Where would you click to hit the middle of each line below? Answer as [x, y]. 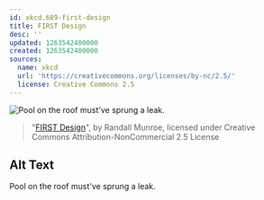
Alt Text [32, 165]
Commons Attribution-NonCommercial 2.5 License [125, 136]
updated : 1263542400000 [54, 43]
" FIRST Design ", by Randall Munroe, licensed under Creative [143, 127]
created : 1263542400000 [54, 51]
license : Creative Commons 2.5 [76, 84]
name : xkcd [38, 68]
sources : [26, 59]
